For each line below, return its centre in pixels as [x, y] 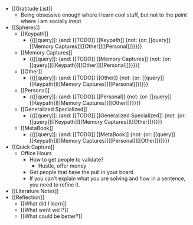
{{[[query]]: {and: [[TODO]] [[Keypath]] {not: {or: [88, 40]
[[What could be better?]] [51, 216]
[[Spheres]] [26, 27]
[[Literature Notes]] [35, 191]
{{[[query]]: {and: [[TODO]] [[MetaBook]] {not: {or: [91, 134]
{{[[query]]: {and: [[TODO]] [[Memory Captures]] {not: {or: [100, 59]
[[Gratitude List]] [32, 9]
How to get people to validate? [66, 160]
